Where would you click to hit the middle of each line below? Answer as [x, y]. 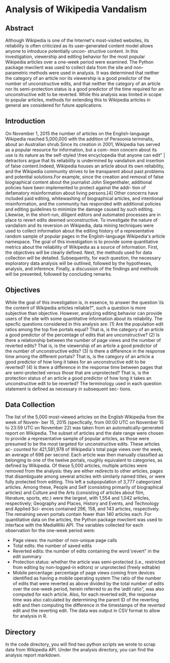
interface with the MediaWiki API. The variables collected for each [74, 525]
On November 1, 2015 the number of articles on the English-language [77, 133]
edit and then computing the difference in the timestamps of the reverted [89, 605]
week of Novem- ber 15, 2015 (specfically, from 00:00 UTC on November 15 [84, 422]
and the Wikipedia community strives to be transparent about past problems [85, 171]
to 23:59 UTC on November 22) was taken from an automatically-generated [84, 428]
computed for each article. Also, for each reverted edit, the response [84, 594]
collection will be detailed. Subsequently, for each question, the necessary [83, 257]
